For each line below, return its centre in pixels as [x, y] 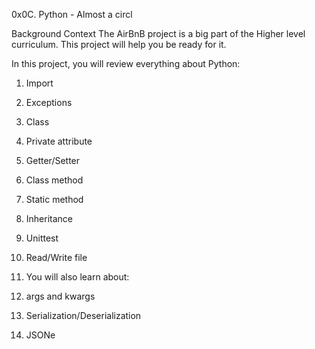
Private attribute [59, 141]
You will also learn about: [77, 277]
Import [39, 83]
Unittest [42, 238]
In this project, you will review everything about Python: [126, 63]
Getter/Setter [53, 160]
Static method [54, 199]
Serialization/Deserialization [83, 315]
